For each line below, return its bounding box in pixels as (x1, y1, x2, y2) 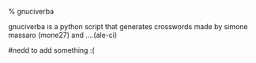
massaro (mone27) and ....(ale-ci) (8, 31, 118, 39)
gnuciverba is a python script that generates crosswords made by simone (8, 22, 248, 31)
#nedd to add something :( (8, 46, 95, 54)
